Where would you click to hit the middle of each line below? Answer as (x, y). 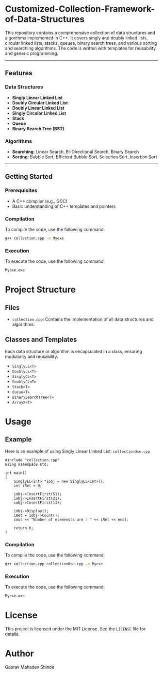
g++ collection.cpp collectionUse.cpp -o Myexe (54, 564)
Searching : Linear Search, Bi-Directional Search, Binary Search (75, 152)
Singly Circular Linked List (39, 113)
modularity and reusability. (32, 356)
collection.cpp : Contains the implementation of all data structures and (83, 319)
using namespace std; (27, 464)
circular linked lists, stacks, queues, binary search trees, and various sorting (81, 43)
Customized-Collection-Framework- (80, 9)
